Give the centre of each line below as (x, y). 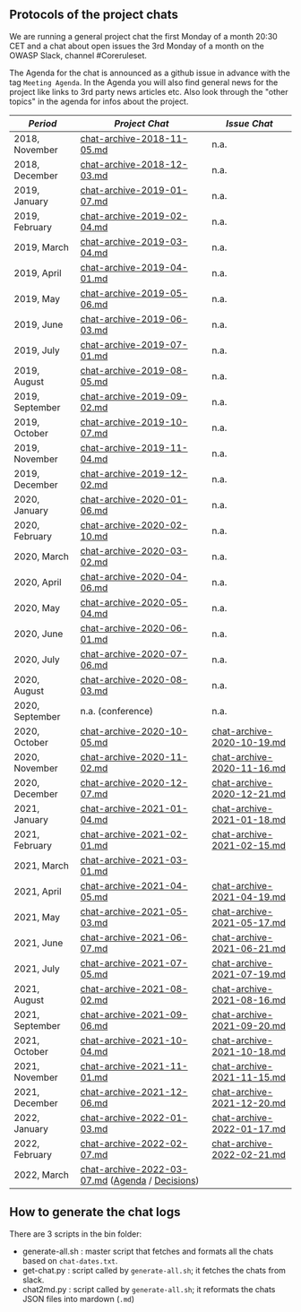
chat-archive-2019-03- (134, 241)
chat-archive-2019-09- (134, 396)
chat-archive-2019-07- (134, 344)
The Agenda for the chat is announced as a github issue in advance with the (150, 73)
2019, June (39, 324)
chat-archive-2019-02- (134, 216)
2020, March (41, 557)
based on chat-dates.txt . (70, 1260)
